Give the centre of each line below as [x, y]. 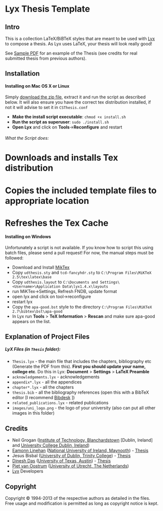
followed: [14, 258]
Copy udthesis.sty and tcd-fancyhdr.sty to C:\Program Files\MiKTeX [82, 272]
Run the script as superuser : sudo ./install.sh [61, 122]
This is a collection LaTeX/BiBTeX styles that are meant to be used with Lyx [80, 38]
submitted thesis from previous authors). [46, 58]
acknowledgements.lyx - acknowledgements [56, 377]
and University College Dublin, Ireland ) [51, 445]
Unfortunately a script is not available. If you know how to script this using [79, 247]
